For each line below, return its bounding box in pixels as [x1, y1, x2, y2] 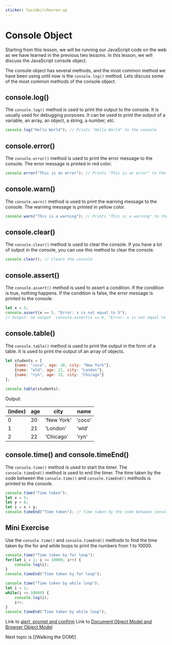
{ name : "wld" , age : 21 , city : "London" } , [14, 367, 104, 373]
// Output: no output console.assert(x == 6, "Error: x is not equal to [5, 315, 166, 320]
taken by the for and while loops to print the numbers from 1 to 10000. [5, 543, 153, 549]
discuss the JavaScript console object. [5, 57, 87, 64]
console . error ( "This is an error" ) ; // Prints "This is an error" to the [5, 171, 166, 176]
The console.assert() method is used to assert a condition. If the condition [5, 285, 164, 291]
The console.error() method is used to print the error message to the [5, 155, 153, 161]
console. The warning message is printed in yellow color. [5, 203, 125, 210]
